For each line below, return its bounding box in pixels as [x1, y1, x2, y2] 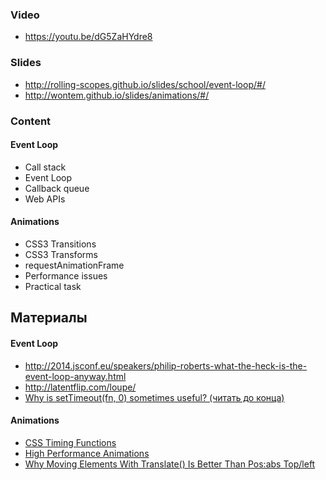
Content [10, 114, 52, 128]
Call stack [24, 161, 67, 173]
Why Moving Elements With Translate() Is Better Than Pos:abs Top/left [24, 458, 316, 470]
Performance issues [24, 269, 108, 282]
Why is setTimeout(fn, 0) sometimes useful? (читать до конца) [24, 391, 285, 403]
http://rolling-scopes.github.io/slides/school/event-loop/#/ [24, 78, 266, 90]
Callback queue [24, 182, 90, 194]
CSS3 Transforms [24, 248, 98, 260]
